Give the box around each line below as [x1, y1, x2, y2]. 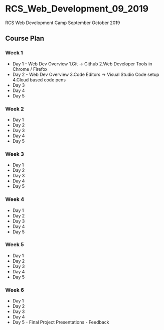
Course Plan [5, 34, 44, 43]
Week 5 [5, 241, 24, 248]
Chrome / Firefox [12, 66, 48, 72]
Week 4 [5, 196, 25, 203]
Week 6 [5, 286, 24, 293]
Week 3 [5, 150, 24, 157]
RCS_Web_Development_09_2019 [5, 3, 149, 15]
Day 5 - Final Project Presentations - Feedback [12, 319, 109, 325]
